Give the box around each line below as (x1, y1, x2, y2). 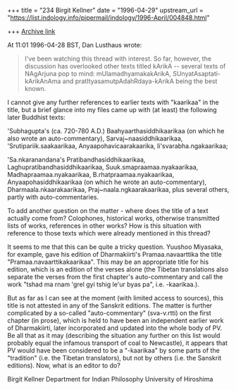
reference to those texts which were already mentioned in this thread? (7, 229, 211, 237)
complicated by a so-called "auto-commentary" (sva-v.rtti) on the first (7, 309, 211, 317)
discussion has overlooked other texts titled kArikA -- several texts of (24, 62, 226, 70)
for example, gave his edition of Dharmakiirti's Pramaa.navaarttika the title (7, 250, 222, 258)
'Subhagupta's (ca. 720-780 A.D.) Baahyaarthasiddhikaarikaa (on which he (7, 127, 225, 135)
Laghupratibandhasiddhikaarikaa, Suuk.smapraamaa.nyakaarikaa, (7, 163, 199, 171)
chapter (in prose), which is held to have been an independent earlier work (7, 317, 224, 324)
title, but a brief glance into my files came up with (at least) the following (7, 106, 217, 114)
